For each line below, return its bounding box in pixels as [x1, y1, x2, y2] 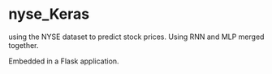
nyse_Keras [8, 5, 90, 24]
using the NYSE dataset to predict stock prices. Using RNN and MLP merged [8, 32, 265, 41]
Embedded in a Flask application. [8, 56, 119, 66]
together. [8, 40, 39, 50]
